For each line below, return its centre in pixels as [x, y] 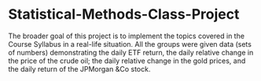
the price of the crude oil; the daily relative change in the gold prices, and [127, 61]
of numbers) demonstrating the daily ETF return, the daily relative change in [131, 52]
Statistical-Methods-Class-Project [124, 14]
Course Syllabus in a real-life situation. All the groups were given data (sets [130, 44]
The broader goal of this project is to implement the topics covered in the [127, 36]
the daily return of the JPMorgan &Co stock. [79, 69]
